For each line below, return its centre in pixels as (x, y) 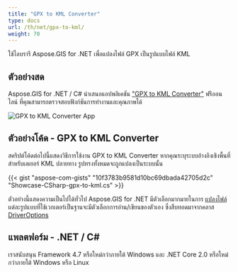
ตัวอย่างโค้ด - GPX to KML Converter (84, 138)
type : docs (24, 21)
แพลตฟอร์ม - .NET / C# (54, 238)
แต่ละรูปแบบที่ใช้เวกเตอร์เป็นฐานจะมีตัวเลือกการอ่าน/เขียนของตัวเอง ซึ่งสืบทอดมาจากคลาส (111, 207)
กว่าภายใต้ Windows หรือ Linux (49, 262)
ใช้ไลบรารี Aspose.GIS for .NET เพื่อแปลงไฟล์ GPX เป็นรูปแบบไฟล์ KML (99, 54)
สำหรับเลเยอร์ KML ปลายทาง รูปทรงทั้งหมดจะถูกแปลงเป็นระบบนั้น (86, 163)
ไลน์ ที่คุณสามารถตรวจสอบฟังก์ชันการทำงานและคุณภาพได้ (75, 102)
